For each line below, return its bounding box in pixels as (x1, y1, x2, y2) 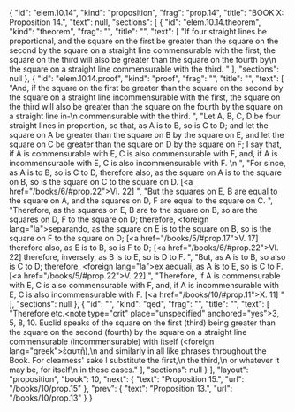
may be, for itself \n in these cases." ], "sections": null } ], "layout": (9, 364, 249, 375)
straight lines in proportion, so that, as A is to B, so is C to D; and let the (9, 120, 269, 131)
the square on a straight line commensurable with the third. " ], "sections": (9, 64, 280, 74)
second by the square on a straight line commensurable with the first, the (9, 45, 276, 56)
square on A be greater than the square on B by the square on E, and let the (9, 130, 284, 140)
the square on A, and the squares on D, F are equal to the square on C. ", (9, 195, 274, 206)
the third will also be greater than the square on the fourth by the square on (9, 102, 283, 111)
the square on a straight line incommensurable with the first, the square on (9, 92, 281, 103)
